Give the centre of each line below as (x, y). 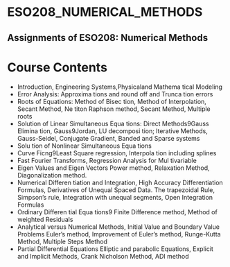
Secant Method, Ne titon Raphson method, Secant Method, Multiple (114, 109)
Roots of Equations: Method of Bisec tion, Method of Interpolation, (112, 101)
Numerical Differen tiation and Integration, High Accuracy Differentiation (120, 182)
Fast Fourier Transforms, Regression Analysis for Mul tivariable (107, 160)
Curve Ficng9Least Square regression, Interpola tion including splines (117, 153)
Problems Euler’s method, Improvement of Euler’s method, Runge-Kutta (119, 234)
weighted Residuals (45, 219)
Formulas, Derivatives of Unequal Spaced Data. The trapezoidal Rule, (116, 190)
